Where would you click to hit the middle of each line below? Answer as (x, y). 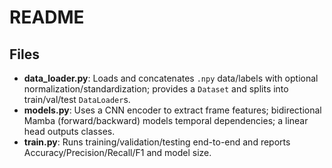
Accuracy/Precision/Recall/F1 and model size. (117, 152)
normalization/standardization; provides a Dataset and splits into (156, 89)
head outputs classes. (69, 131)
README (47, 17)
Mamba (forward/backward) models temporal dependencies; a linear (166, 120)
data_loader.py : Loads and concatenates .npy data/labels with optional (171, 78)
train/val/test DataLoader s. (77, 99)
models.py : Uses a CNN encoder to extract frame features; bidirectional (172, 110)
